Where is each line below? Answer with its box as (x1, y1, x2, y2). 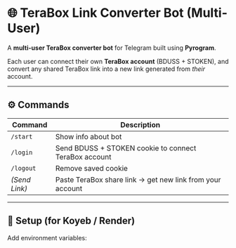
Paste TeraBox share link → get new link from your (55, 174, 221, 184)
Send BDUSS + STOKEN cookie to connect (55, 143, 197, 152)
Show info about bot (55, 131, 122, 141)
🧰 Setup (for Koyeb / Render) (7, 215, 136, 227)
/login (11, 148, 33, 156)
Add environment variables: (7, 233, 88, 242)
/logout (11, 164, 37, 172)
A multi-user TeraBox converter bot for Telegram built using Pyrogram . (7, 44, 216, 52)
